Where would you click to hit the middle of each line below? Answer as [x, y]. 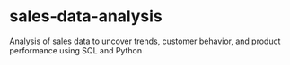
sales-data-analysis [86, 16]
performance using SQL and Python [75, 50]
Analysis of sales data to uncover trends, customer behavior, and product [145, 41]
